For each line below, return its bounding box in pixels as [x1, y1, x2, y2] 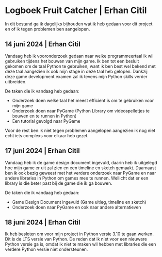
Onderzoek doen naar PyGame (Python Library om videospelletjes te [12, 108, 150, 113]
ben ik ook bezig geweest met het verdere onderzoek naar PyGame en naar [5, 170, 156, 176]
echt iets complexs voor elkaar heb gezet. [5, 132, 89, 138]
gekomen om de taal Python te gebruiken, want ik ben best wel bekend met [5, 63, 156, 69]
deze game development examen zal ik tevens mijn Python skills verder [5, 73, 148, 80]
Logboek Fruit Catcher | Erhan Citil [5, 5, 147, 16]
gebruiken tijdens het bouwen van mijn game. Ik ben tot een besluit [5, 58, 139, 64]
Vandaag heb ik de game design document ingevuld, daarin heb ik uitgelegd [5, 160, 158, 165]
